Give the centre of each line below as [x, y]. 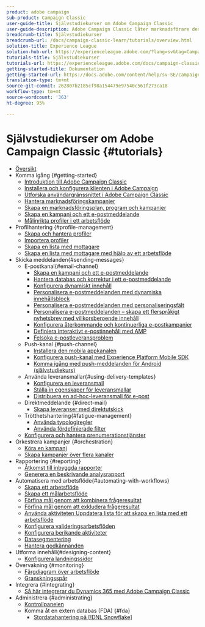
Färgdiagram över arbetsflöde [62, 571]
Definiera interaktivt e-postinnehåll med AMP [90, 331]
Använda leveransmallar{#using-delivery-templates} [90, 376]
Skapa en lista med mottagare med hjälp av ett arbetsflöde [98, 253]
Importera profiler [46, 240]
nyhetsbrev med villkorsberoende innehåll [86, 318]
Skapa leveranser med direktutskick [78, 409]
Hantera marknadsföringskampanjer [70, 201]
